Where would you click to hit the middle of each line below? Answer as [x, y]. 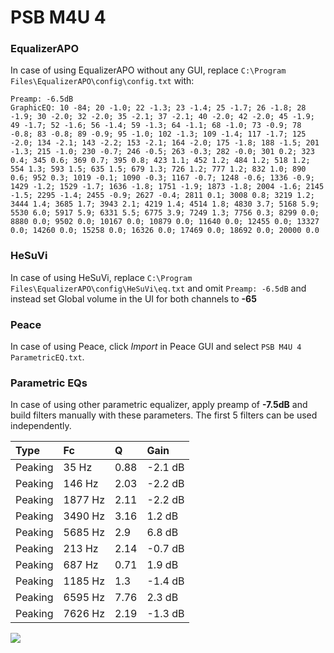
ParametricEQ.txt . [47, 357]
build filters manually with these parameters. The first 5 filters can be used [164, 415]
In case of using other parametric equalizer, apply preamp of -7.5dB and [159, 405]
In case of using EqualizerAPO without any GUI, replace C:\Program [148, 70]
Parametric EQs [49, 383]
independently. [41, 426]
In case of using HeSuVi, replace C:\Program [101, 277]
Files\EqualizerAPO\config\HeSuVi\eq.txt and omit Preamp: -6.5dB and [158, 288]
